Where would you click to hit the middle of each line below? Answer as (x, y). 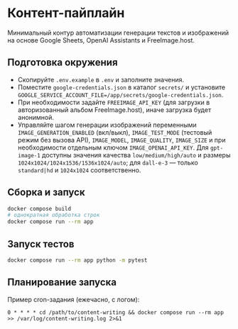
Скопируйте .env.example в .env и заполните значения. (101, 79)
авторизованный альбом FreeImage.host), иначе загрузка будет (114, 110)
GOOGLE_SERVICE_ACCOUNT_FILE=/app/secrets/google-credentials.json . (120, 94)
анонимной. (36, 117)
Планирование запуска (62, 283)
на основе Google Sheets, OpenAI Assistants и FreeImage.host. (101, 40)
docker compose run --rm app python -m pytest (77, 260)
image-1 (29, 155)
